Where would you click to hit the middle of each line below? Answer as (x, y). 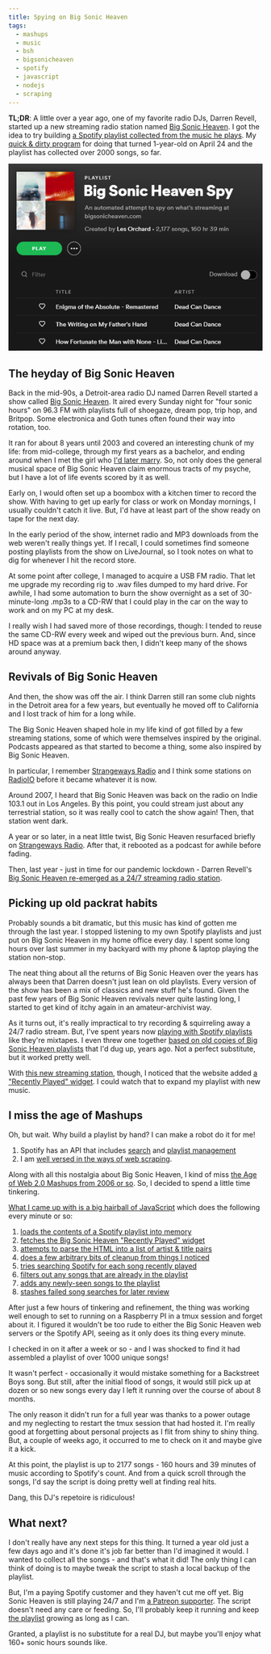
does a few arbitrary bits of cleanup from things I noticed (115, 1258)
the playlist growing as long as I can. (69, 1618)
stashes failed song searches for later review (95, 1292)
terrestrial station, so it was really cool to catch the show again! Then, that (131, 812)
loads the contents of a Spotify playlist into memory (106, 1232)
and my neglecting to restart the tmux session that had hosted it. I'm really (132, 1424)
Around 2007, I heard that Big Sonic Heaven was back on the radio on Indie (133, 795)
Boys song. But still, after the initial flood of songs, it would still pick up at (130, 1382)
